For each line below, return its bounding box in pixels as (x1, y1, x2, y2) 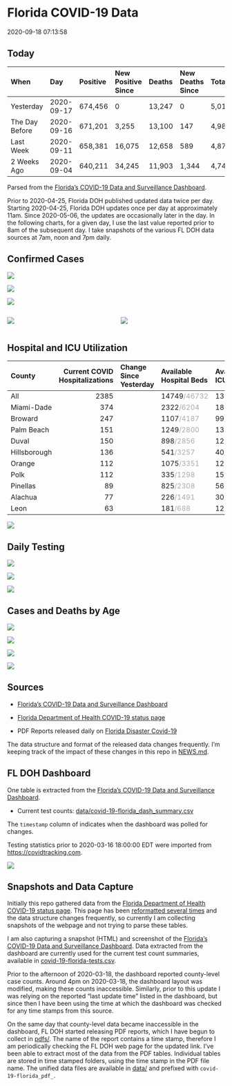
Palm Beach (10, 425, 50, 435)
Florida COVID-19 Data (7, 5, 139, 21)
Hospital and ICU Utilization (7, 342, 128, 354)
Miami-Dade (10, 403, 52, 412)
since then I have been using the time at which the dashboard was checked (7, 1000, 222, 1008)
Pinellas (10, 482, 37, 491)
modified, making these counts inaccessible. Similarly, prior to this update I (7, 984, 221, 993)
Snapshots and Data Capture (7, 881, 134, 893)
